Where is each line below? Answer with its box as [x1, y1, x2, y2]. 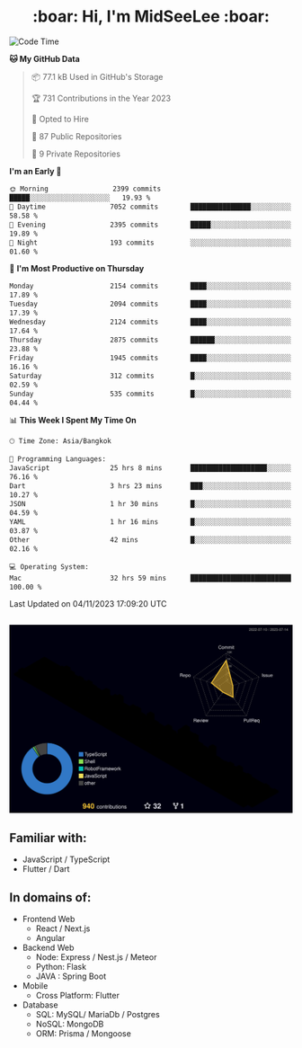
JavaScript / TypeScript [22, 854, 111, 865]
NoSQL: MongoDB [35, 1018, 104, 1030]
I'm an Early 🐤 [9, 165, 62, 176]
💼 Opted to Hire [31, 113, 90, 124]
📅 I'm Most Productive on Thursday [9, 262, 145, 273]
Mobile [22, 981, 49, 991]
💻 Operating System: [9, 562, 90, 572]
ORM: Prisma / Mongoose [35, 1028, 132, 1039]
